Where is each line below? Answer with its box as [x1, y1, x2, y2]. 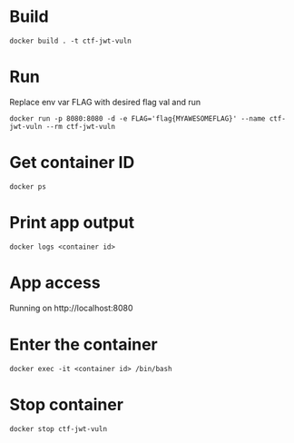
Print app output [9, 212, 134, 232]
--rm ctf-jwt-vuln [45, 122, 116, 131]
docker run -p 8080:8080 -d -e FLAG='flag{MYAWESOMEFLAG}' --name [9, 113, 266, 123]
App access [9, 272, 102, 292]
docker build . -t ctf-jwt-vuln [9, 36, 132, 45]
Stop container [9, 394, 124, 415]
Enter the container [9, 334, 159, 355]
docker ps [9, 182, 47, 192]
